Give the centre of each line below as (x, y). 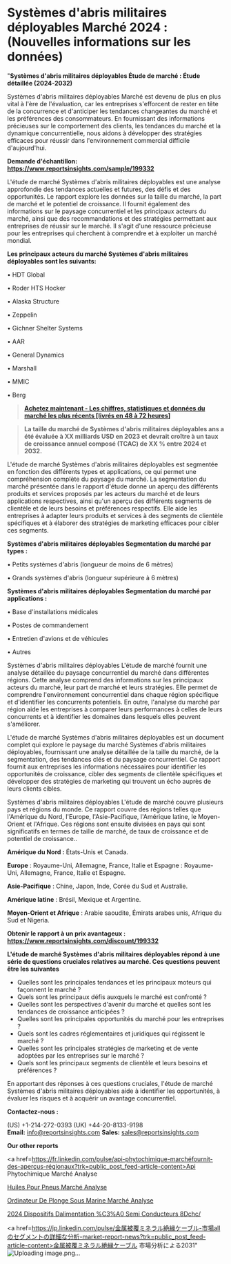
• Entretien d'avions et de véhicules (58, 638)
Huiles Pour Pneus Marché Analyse (57, 1187)
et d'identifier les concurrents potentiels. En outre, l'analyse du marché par (113, 702)
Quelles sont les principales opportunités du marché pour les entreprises (121, 1018)
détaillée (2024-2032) (40, 83)
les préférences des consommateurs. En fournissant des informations (106, 118)
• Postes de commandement (48, 625)
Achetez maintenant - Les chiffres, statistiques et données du (114, 408)
